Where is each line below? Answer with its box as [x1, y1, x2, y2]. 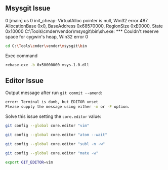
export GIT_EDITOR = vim [5, 159, 53, 165]
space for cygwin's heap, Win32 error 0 [5, 33, 89, 39]
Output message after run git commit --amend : [5, 90, 102, 96]
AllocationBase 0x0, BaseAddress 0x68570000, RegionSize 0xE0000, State [5, 23, 163, 29]
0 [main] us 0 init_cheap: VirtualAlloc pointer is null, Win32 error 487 [5, 17, 148, 23]
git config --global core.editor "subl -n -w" [5, 141, 105, 146]
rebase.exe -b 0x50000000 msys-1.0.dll [5, 62, 90, 67]
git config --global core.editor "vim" [5, 123, 90, 129]
